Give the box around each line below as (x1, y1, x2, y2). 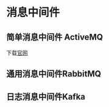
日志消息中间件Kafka (6, 91, 86, 101)
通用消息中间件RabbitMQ (6, 68, 102, 79)
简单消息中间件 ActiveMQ (6, 32, 104, 42)
